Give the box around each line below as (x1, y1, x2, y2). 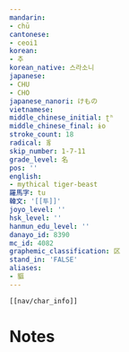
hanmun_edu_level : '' (9, 222, 90, 231)
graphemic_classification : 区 (9, 247, 121, 256)
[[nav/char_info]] (9, 296, 78, 305)
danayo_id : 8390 (9, 230, 70, 239)
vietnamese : (9, 105, 54, 114)
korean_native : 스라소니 (9, 64, 95, 73)
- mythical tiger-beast (9, 180, 99, 189)
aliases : (9, 264, 42, 273)
